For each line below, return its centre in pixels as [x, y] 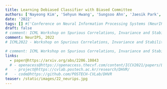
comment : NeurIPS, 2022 [30, 38]
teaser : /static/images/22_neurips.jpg [46, 79]
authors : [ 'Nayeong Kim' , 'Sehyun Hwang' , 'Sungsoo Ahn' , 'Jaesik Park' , [83, 14]
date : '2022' [19, 19]
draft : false [19, 28]
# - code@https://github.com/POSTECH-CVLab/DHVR [59, 74]
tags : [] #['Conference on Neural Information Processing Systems [75, 24]
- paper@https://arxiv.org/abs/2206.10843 [54, 60]
